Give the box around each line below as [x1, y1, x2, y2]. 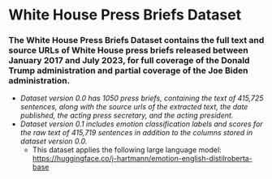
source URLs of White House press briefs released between [8, 45, 249, 56]
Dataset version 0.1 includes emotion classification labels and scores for [19, 119, 263, 129]
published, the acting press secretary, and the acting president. [19, 111, 234, 121]
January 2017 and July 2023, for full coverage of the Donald [8, 55, 250, 66]
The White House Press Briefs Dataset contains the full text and [8, 35, 265, 46]
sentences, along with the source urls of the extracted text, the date [19, 102, 248, 112]
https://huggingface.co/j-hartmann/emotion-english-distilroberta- [32, 154, 253, 164]
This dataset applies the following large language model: [32, 145, 222, 155]
